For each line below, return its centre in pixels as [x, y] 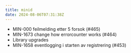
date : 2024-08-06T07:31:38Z [35, 15]
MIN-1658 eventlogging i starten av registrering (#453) [70, 45]
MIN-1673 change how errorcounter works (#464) [64, 34]
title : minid [19, 10]
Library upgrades [30, 40]
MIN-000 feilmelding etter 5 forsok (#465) [56, 29]
